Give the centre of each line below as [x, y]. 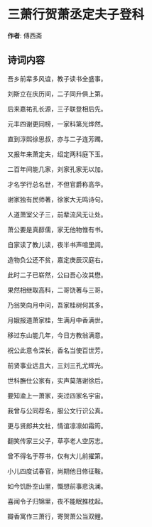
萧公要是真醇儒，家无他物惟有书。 [57, 229]
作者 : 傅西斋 [25, 36]
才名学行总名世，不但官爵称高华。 [57, 184]
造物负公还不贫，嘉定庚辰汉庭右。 [57, 259]
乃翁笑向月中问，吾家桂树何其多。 [57, 305]
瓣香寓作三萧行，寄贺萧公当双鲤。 [57, 516]
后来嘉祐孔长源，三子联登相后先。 [57, 109]
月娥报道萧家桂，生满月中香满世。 [57, 320]
